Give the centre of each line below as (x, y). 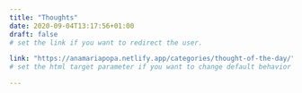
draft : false (34, 34)
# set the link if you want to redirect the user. (106, 42)
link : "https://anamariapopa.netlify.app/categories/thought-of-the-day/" (152, 59)
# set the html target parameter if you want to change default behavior (151, 67)
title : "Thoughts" (44, 17)
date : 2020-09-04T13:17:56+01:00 (72, 26)
